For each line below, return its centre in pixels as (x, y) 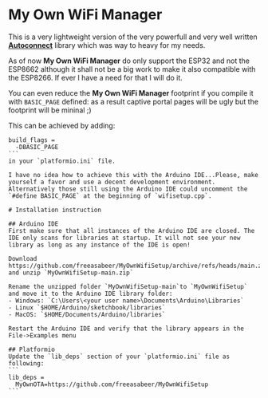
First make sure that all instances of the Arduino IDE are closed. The (132, 231)
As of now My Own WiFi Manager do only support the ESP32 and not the (129, 61)
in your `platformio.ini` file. (62, 161)
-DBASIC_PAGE (37, 147)
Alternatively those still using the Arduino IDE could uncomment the (128, 189)
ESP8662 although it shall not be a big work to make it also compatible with (132, 69)
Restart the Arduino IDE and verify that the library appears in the (126, 329)
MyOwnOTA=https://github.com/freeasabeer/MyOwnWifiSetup (112, 384)
